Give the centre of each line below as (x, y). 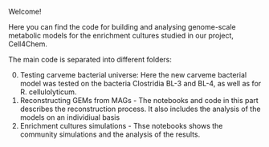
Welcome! (25, 12)
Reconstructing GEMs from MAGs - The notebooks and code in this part (139, 100)
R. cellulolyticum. (48, 92)
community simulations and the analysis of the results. (110, 134)
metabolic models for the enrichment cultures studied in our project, (121, 36)
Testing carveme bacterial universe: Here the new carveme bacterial (133, 75)
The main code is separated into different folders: (90, 60)
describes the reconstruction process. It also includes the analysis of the (140, 109)
